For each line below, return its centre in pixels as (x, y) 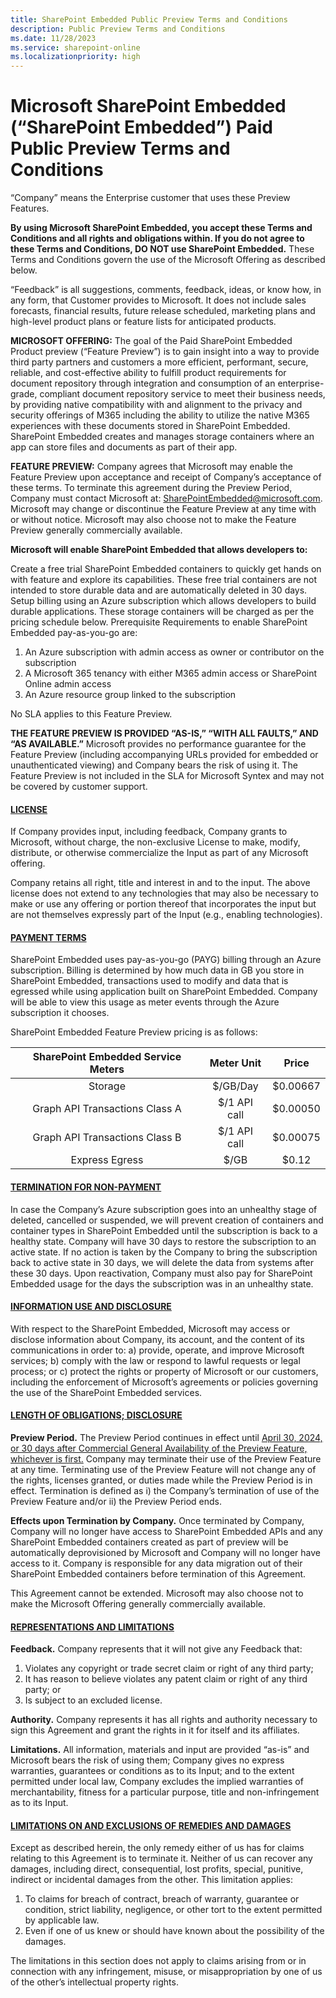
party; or (43, 1690)
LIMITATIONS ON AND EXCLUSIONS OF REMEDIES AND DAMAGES (151, 1825)
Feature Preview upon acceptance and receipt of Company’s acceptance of (166, 477)
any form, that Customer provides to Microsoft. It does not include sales (158, 300)
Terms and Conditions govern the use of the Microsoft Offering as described (168, 260)
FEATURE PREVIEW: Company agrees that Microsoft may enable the (151, 467)
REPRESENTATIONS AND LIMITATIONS (92, 1627)
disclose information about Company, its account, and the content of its (157, 1339)
